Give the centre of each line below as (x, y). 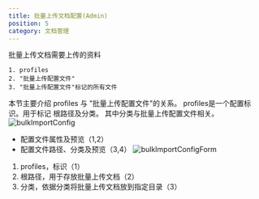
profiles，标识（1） (52, 167)
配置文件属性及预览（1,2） (64, 139)
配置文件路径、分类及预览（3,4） (76, 150)
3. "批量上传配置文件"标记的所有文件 (63, 87)
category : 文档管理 (39, 31)
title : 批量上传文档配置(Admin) (58, 16)
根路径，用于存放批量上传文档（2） (80, 177)
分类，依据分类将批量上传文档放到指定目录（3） (101, 187)
